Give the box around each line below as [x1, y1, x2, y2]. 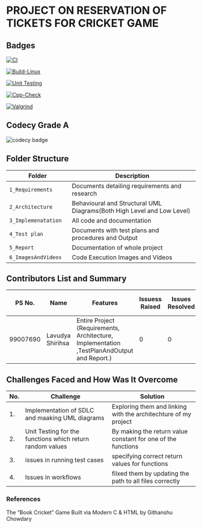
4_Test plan [9, 230, 44, 238]
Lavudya [46, 331, 71, 340]
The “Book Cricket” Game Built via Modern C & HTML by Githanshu [6, 509, 173, 516]
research [72, 189, 97, 197]
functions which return [25, 435, 90, 443]
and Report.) [76, 354, 112, 363]
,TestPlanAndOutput [76, 346, 133, 355]
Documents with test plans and [72, 226, 159, 235]
